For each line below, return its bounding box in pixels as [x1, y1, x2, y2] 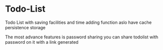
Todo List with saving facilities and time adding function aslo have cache [5, 19, 152, 25]
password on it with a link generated [5, 39, 79, 45]
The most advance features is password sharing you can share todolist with [5, 34, 159, 40]
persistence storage [5, 24, 46, 30]
